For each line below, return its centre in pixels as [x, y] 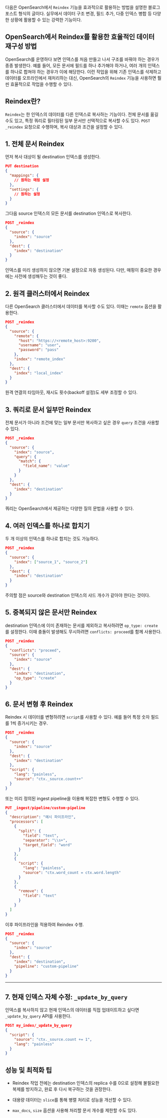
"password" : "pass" [38, 350]
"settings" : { [24, 189]
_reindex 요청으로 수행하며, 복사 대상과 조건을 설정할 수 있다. [64, 126]
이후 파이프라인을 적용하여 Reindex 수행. [44, 924]
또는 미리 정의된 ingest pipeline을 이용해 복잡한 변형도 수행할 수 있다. [72, 798]
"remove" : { [31, 891]
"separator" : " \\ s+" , [45, 840]
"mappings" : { [24, 176]
